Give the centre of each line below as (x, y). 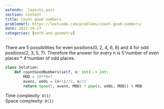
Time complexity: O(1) (28, 95)
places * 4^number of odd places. (40, 58)
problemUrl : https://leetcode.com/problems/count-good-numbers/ (74, 24)
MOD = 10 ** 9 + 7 (38, 77)
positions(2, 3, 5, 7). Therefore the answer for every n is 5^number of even (82, 53)
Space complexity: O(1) (30, 101)
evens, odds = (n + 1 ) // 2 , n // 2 (55, 81)
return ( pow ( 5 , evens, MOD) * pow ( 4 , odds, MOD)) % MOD (83, 86)
